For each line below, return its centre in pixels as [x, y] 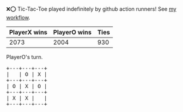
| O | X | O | [27, 86]
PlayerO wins [72, 32]
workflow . [18, 18]
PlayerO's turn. [24, 57]
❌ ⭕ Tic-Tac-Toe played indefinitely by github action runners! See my [91, 9]
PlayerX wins [28, 32]
